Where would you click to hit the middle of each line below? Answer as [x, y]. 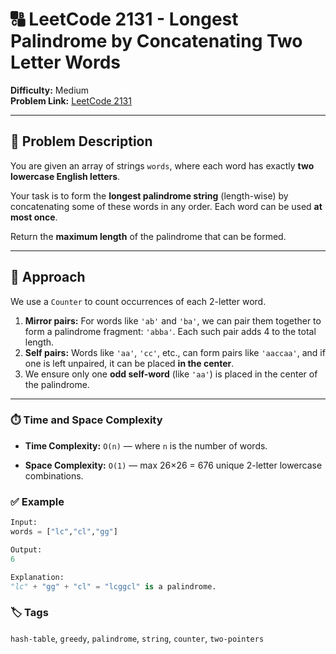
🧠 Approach [48, 277]
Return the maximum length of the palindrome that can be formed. [148, 236]
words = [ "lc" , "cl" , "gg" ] [64, 532]
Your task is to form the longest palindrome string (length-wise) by [149, 195]
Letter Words [66, 62]
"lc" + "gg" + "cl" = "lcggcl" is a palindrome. [113, 586]
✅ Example [37, 501]
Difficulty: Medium [50, 90]
